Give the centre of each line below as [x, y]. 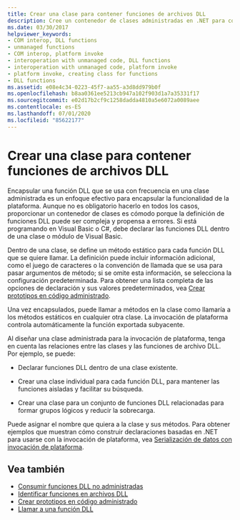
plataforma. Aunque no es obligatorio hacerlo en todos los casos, [104, 206]
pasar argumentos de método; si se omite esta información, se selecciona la [120, 273]
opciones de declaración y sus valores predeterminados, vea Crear [106, 288]
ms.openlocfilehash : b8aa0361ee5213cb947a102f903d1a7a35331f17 [104, 94]
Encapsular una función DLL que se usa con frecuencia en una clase [108, 191]
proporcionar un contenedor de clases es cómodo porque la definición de [116, 213]
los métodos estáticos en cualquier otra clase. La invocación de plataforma [118, 317]
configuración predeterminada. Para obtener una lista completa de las [110, 280]
